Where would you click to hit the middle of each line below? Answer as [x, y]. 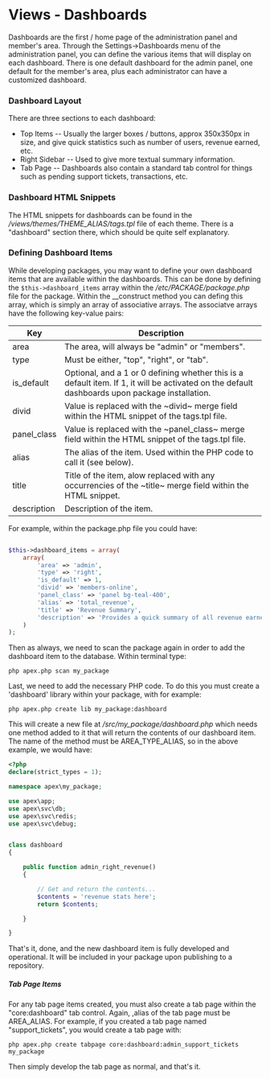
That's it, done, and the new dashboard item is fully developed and [119, 949]
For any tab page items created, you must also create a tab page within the [133, 1004]
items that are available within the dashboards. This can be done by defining [135, 278]
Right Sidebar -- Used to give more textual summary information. [127, 159]
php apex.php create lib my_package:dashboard [88, 710]
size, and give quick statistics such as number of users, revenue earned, [140, 142]
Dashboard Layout [45, 101]
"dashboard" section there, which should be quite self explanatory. [119, 232]
